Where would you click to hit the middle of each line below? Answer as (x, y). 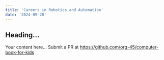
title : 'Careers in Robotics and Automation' (54, 10)
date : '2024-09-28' (26, 15)
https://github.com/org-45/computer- (119, 47)
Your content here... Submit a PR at (42, 47)
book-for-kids (20, 52)
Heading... (22, 35)
